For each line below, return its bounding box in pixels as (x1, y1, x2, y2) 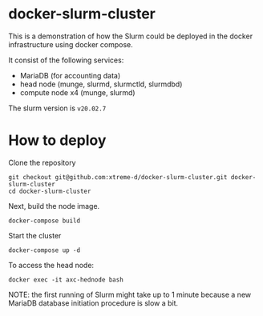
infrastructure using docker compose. (8, 39, 134, 49)
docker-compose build (8, 217, 81, 225)
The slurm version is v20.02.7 (8, 103, 107, 113)
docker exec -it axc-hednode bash (8, 275, 124, 284)
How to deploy (8, 131, 107, 150)
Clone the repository (8, 158, 76, 167)
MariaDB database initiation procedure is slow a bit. (8, 298, 179, 308)
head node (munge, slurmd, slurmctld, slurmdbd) (19, 79, 183, 89)
